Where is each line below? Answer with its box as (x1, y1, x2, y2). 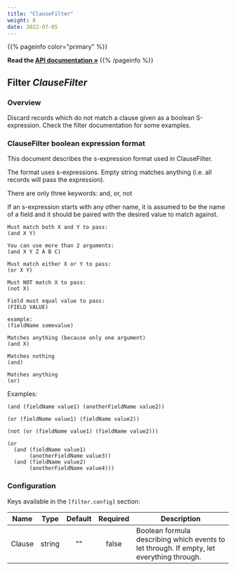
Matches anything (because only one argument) (7, 334, 146, 341)
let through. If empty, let (136, 543, 216, 553)
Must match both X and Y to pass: (7, 224, 109, 231)
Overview (7, 98, 41, 107)
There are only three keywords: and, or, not (7, 189, 133, 197)
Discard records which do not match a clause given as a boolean (7, 114, 195, 122)
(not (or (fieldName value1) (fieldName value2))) (7, 428, 159, 435)
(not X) (7, 285, 30, 292)
